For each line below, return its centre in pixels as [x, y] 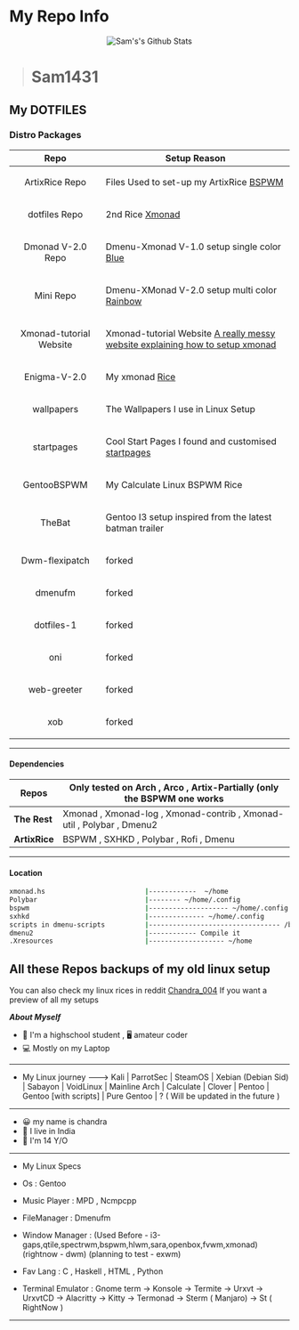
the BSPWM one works [174, 799]
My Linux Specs [52, 1166]
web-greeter [55, 689]
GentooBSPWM [55, 484]
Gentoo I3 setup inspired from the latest [189, 516]
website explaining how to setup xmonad [191, 345]
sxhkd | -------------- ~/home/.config [137, 916]
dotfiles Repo [56, 214]
